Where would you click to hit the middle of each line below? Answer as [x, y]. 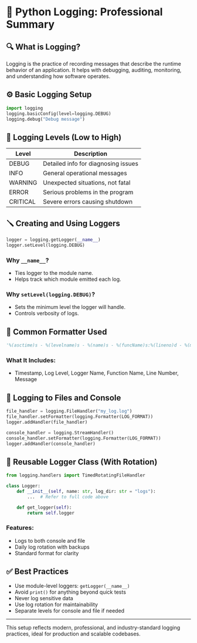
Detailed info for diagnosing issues [91, 164]
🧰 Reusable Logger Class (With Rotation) [82, 462]
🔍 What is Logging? [43, 47]
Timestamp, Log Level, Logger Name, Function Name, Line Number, [96, 373]
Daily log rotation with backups [52, 547]
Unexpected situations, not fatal [87, 183]
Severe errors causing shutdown [88, 202]
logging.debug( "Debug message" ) [45, 119]
